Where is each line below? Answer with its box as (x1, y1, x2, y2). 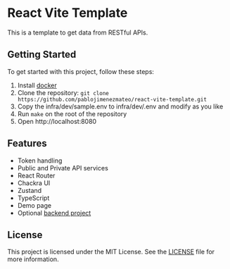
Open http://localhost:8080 (17, 117, 97, 125)
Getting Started (7, 49, 77, 61)
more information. (7, 255, 59, 263)
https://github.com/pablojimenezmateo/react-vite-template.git (17, 96, 207, 103)
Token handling (17, 156, 63, 165)
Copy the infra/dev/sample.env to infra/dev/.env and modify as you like (17, 102, 224, 111)
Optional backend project (17, 208, 91, 217)
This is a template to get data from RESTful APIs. (7, 28, 148, 37)
